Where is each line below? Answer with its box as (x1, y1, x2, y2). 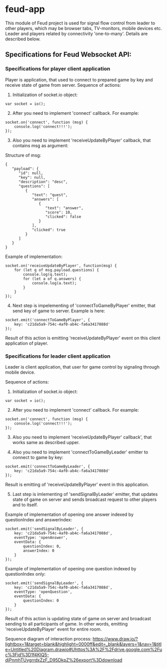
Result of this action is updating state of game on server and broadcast (5, 615, 151, 622)
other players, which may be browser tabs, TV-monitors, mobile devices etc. (5, 25, 162, 31)
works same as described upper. (12, 439, 80, 445)
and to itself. (12, 501, 38, 507)
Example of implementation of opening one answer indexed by (5, 511, 134, 517)
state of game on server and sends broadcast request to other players (12, 496, 157, 502)
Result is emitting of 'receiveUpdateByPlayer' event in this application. (5, 481, 150, 487)
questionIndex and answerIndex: (5, 516, 72, 522)
